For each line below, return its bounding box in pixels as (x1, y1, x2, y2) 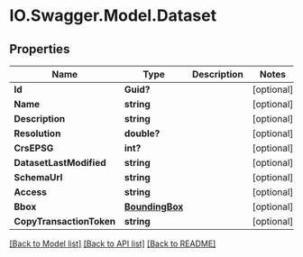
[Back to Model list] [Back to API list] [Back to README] (9, 238, 216, 249)
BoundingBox (124, 200, 184, 213)
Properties (9, 41, 70, 57)
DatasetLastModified (14, 157, 106, 169)
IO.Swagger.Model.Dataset (9, 5, 217, 26)
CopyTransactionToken (14, 216, 116, 227)
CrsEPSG (14, 142, 54, 154)
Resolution (14, 127, 61, 140)
